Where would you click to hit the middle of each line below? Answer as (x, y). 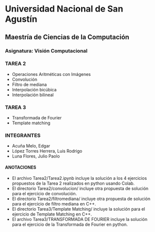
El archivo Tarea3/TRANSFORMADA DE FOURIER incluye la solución (80, 219)
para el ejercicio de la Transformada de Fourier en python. (70, 224)
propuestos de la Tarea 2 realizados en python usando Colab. (73, 183)
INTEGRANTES (23, 135)
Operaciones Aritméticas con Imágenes (51, 74)
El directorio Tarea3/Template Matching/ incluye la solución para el (78, 209)
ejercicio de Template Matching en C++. (52, 214)
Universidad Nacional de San (64, 9)
